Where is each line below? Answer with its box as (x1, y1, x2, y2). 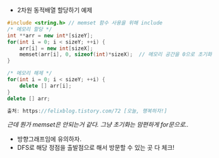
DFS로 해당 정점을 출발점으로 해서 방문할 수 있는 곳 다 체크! (16, 144, 175, 152)
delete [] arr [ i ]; (19, 82, 72, 89)
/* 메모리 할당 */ (7, 26, 53, 33)
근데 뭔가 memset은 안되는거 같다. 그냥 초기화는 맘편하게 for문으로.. (7, 121, 189, 129)
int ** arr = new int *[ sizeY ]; (7, 32, 94, 39)
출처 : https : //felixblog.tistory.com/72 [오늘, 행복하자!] (7, 108, 168, 114)
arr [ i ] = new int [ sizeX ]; (19, 45, 94, 52)
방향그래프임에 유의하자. (16, 135, 82, 143)
